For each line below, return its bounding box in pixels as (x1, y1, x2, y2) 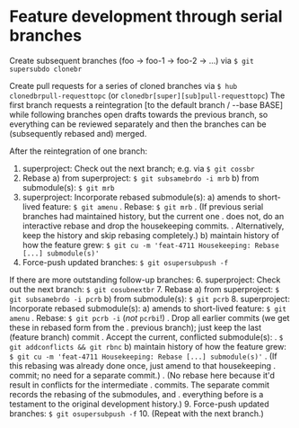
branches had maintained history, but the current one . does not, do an (22, 210, 285, 221)
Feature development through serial (9, 6, 283, 27)
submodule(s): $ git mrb (22, 182, 115, 192)
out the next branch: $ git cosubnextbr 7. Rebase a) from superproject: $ (9, 283, 280, 294)
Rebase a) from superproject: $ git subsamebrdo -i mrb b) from (22, 173, 259, 183)
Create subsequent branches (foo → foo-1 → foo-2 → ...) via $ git (9, 55, 254, 66)
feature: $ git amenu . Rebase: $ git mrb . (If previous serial (41, 201, 264, 212)
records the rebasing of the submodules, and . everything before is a (9, 388, 264, 399)
